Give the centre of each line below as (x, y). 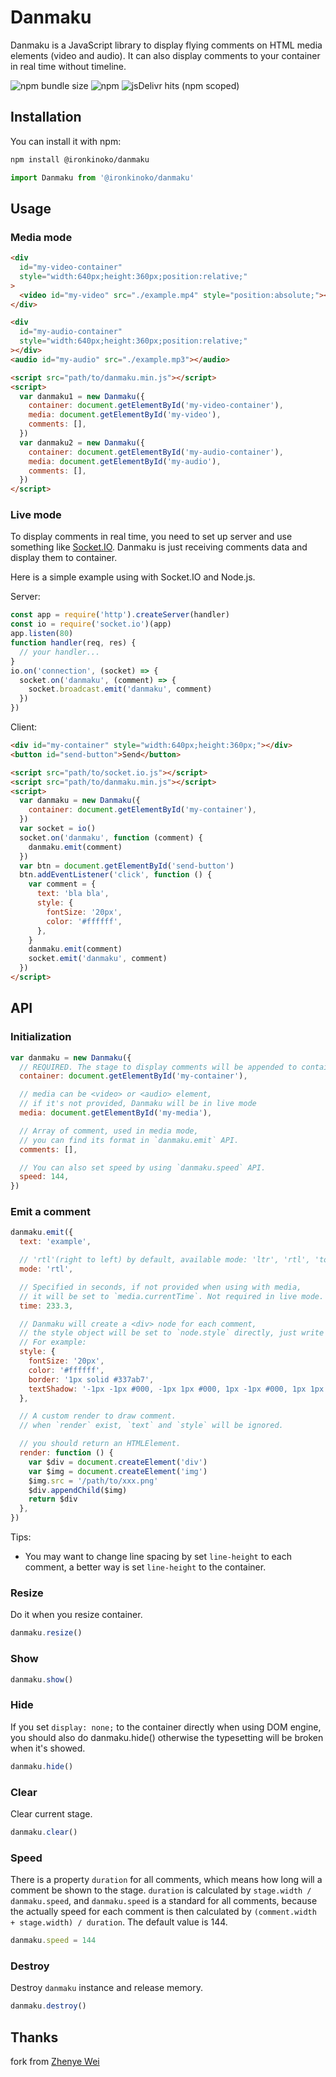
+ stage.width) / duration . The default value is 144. (119, 1922)
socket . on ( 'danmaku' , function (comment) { (111, 837)
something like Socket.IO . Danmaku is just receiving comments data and (159, 547)
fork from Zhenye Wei (55, 2061)
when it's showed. (48, 1748)
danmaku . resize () (46, 1633)
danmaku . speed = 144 (53, 1941)
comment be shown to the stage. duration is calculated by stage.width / (161, 1890)
